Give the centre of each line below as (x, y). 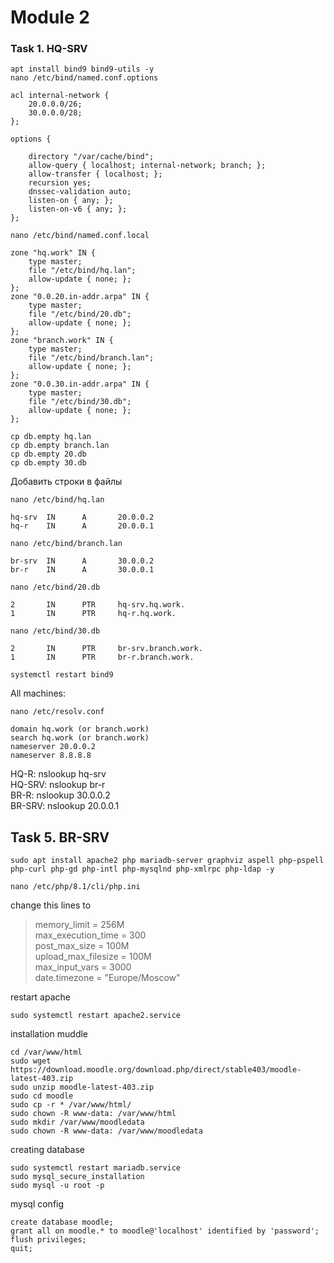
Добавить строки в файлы (66, 482)
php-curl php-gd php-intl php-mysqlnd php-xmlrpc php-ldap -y (142, 869)
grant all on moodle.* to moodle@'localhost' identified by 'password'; (165, 1231)
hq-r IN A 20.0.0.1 (82, 526)
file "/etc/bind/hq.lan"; (82, 271)
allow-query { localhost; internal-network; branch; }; (147, 166)
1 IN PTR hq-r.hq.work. (93, 614)
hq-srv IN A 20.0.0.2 (82, 517)
